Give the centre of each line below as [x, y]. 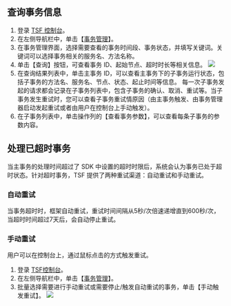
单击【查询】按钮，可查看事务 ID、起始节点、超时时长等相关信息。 [112, 65]
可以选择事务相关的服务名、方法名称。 [84, 56]
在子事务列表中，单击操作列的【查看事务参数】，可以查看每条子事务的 [115, 116]
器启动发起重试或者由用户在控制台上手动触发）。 [85, 107]
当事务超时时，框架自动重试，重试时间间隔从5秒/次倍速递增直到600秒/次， [113, 210]
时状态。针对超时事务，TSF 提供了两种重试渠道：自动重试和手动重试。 [108, 175]
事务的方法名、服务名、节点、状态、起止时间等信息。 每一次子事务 [124, 82]
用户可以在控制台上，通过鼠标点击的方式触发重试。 [80, 255]
